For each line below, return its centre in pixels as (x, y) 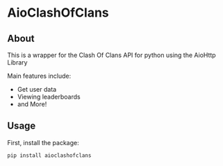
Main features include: (39, 76)
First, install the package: (43, 142)
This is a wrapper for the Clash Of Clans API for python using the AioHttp (112, 55)
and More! (32, 104)
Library (17, 63)
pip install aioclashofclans (49, 155)
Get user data (37, 89)
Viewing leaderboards (49, 97)
